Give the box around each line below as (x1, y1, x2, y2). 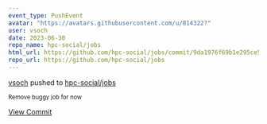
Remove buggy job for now (8, 93, 82, 101)
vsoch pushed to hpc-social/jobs (8, 77, 117, 87)
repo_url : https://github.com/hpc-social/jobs (8, 56, 165, 64)
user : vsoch (8, 26, 48, 34)
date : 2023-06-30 (8, 33, 66, 42)
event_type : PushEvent (8, 11, 83, 20)
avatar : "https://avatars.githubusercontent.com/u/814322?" (8, 19, 212, 27)
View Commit (8, 107, 52, 116)
